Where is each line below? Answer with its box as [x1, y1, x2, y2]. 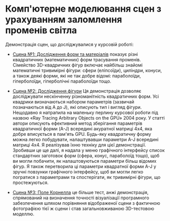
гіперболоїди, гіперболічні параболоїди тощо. [12, 78, 111, 84]
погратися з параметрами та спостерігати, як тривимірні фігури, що [12, 174, 161, 180]
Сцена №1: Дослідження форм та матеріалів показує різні [12, 51, 138, 57]
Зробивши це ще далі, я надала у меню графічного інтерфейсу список [12, 147, 165, 153]
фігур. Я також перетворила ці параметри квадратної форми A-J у [12, 163, 156, 169]
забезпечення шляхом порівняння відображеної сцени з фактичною [12, 200, 160, 206]
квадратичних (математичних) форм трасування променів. [12, 56, 141, 62]
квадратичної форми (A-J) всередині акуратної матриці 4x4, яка [12, 125, 153, 132]
